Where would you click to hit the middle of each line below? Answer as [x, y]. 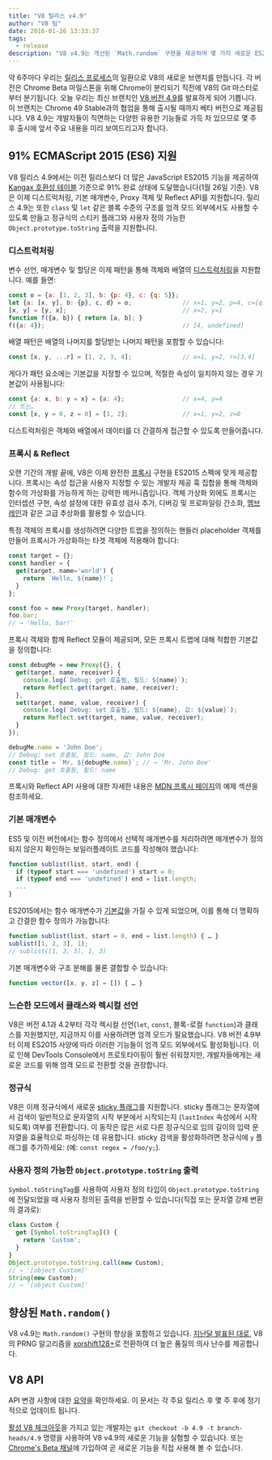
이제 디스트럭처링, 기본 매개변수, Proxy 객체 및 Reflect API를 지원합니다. [131, 197]
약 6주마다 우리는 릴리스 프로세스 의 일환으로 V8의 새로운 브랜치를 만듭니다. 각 [131, 77]
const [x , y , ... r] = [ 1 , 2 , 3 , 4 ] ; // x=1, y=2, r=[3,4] [132, 357]
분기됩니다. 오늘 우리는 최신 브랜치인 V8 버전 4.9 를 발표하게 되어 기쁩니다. [140, 98]
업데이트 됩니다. [55, 1410]
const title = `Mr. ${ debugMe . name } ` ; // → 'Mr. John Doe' [110, 762]
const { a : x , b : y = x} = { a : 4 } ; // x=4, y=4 [115, 399]
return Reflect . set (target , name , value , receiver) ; [114, 718]
